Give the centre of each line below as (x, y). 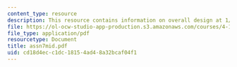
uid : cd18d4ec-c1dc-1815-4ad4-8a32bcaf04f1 (72, 53)
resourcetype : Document (42, 40)
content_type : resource (42, 14)
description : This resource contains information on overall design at (115, 20)
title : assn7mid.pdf (38, 46)
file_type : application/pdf (49, 33)
